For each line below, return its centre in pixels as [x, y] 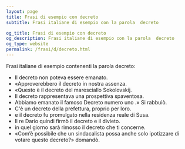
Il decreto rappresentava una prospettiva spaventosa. [79, 96]
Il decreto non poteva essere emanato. [61, 77]
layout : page [22, 11]
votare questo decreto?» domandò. [57, 140]
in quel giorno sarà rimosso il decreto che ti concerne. [80, 127]
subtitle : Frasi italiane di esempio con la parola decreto [83, 22]
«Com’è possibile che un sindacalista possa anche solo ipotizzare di [97, 133]
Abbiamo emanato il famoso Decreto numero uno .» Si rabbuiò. [91, 102]
